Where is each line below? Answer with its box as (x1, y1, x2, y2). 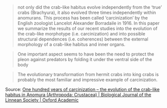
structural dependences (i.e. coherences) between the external (17, 36, 149, 42)
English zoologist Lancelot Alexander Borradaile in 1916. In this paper (17, 20, 160, 26)
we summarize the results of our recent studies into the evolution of (17, 25, 158, 31)
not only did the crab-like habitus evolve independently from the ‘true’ (17, 4, 162, 10)
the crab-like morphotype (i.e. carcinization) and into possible (17, 31, 145, 36)
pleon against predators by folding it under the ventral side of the (17, 56, 152, 62)
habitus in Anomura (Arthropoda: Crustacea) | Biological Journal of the (5, 92, 151, 97)
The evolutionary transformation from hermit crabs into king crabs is (17, 71, 159, 77)
